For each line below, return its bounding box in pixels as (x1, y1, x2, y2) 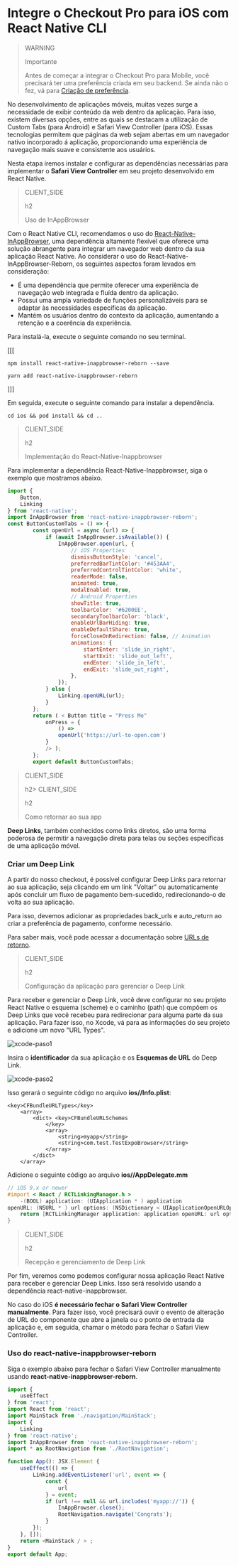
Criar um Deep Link (7, 859, 75, 868)
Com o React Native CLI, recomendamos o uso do (7, 229, 154, 237)
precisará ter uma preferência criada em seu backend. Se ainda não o (24, 78, 229, 87)
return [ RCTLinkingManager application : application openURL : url (20, 1210, 220, 1218)
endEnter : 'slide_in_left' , (83, 659, 166, 666)
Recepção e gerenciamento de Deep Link (24, 1258, 146, 1266)
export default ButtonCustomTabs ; (33, 758, 135, 765)
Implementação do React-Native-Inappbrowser (24, 452, 163, 461)
